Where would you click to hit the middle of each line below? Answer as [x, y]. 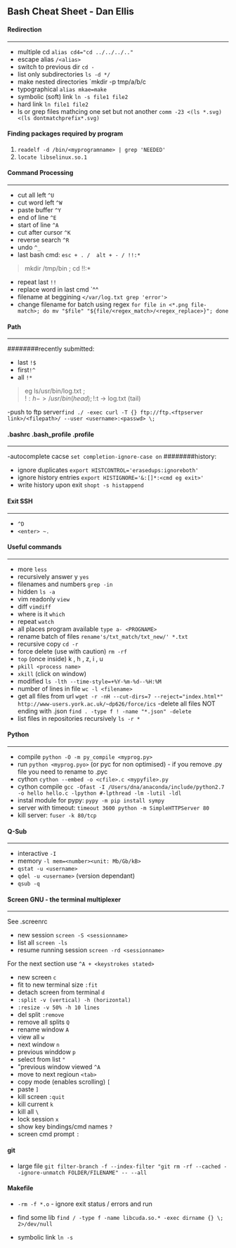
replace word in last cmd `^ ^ [58, 290]
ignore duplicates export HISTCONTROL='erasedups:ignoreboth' [108, 470]
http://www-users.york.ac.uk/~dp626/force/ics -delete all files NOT [116, 703]
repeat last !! [37, 282]
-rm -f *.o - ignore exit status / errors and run [85, 1204]
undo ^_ [29, 247]
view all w [31, 1037]
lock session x [38, 1119]
